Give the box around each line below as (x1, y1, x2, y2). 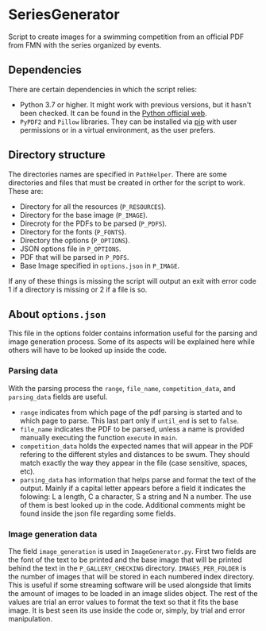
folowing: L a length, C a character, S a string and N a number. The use (19, 491, 252, 501)
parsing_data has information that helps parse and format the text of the (19, 474, 256, 484)
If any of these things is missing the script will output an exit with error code (8, 276, 256, 285)
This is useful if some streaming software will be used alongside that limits (8, 580, 252, 590)
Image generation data (8, 528, 98, 540)
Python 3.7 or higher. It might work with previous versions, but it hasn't (19, 99, 252, 109)
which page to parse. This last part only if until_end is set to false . (19, 416, 240, 425)
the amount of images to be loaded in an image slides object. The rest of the (8, 588, 258, 598)
